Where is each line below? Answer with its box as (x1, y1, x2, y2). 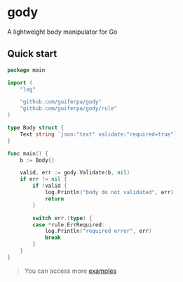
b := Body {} (20, 156, 55, 164)
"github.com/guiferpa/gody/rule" (20, 105, 118, 113)
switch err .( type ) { (32, 214, 93, 222)
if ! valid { (32, 182, 68, 190)
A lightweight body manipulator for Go (7, 27, 118, 36)
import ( (7, 79, 33, 86)
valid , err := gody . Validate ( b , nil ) (20, 169, 130, 177)
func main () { (7, 150, 49, 157)
